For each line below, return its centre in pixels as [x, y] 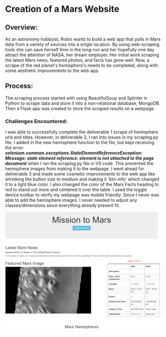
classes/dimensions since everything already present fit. [62, 205]
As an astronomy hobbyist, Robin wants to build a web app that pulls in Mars [83, 39]
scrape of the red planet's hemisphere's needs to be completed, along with [82, 65]
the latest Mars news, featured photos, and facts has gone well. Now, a [77, 60]
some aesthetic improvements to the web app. [52, 71]
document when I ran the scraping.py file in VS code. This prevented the [79, 163]
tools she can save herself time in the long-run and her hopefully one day [80, 50]
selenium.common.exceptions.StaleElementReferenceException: [74, 153]
